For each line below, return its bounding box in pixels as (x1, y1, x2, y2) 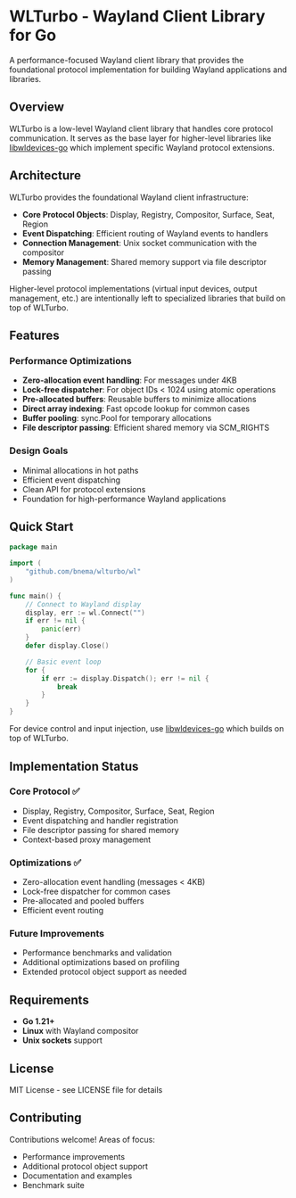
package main (9, 542, 58, 552)
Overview (9, 100, 65, 115)
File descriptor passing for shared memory (21, 824, 180, 835)
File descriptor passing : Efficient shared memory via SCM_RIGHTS (21, 422, 270, 434)
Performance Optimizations (9, 354, 132, 367)
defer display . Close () (25, 641, 110, 650)
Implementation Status (9, 758, 139, 773)
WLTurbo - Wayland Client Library (9, 6, 266, 27)
